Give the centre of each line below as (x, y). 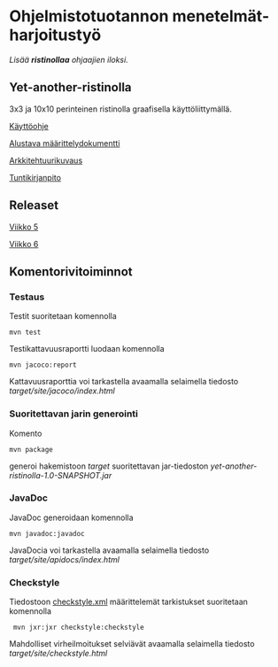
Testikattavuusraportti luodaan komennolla (87, 349)
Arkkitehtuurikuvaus (46, 160)
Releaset (34, 206)
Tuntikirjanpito (35, 177)
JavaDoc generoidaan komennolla (72, 517)
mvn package (31, 449)
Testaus (27, 297)
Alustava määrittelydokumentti (65, 143)
